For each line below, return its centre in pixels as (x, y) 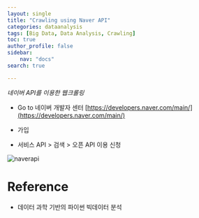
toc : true (22, 40)
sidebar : (20, 53)
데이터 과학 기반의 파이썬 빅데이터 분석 (69, 207)
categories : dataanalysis (45, 27)
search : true (26, 66)
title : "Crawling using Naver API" (59, 20)
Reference (38, 187)
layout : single (29, 14)
